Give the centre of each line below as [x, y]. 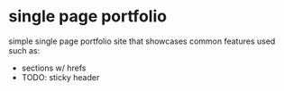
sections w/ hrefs [54, 68]
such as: [24, 50]
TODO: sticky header [60, 77]
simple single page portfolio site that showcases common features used [142, 41]
